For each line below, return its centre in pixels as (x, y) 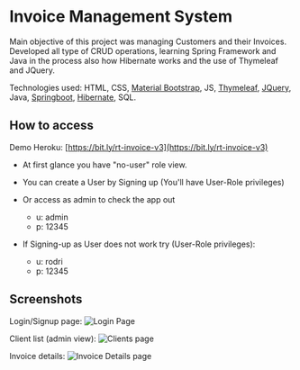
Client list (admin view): (53, 338)
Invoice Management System (121, 17)
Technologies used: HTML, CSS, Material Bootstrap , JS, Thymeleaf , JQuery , (150, 87)
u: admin (52, 217)
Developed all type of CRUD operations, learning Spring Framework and (143, 50)
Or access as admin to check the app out (99, 199)
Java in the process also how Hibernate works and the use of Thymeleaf (144, 60)
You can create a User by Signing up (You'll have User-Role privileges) (154, 182)
